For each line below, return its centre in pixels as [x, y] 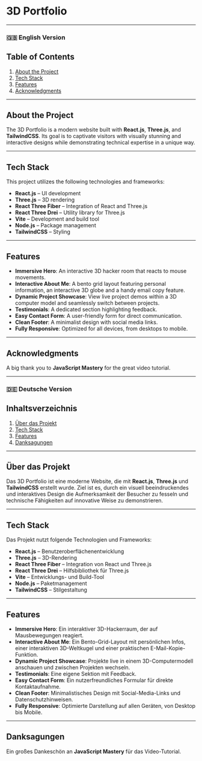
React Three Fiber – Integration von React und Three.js [83, 564]
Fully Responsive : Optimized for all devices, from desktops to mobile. [101, 329]
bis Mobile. [29, 712]
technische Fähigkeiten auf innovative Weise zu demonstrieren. [85, 500]
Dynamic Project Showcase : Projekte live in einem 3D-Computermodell [104, 661]
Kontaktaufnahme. [38, 687]
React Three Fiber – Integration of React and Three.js [81, 206]
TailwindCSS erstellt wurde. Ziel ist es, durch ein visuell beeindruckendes [98, 488]
